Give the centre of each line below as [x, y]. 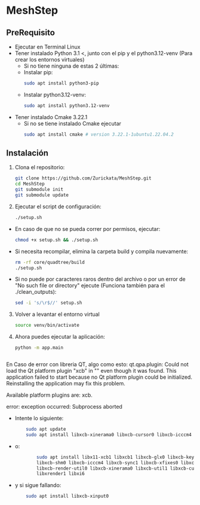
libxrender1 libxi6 [61, 474]
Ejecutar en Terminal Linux [47, 47]
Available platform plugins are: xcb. [49, 395]
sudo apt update [46, 429]
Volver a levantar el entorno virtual [57, 314]
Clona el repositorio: [40, 168]
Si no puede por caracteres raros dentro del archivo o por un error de [100, 279]
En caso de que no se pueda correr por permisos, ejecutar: [87, 229]
